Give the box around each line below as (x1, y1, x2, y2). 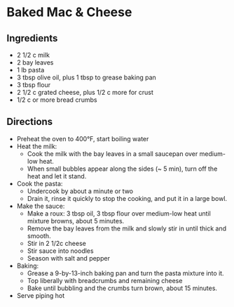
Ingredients (6, 32, 58, 44)
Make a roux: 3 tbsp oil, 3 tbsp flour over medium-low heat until (27, 209, 211, 218)
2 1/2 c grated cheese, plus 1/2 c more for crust (16, 89, 153, 96)
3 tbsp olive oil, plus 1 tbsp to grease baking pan (16, 73, 157, 81)
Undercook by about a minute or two (27, 187, 134, 195)
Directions (6, 116, 53, 128)
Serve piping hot (16, 291, 65, 299)
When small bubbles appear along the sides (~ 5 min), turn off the (27, 164, 218, 173)
